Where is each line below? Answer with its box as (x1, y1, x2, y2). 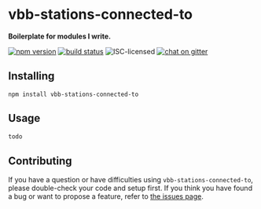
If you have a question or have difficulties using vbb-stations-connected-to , (8, 175, 254, 185)
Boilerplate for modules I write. (8, 31, 112, 41)
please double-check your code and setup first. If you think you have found (8, 183, 253, 193)
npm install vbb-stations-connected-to (8, 90, 139, 98)
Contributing (8, 154, 72, 167)
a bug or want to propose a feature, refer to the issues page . (8, 192, 204, 201)
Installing (8, 69, 55, 83)
